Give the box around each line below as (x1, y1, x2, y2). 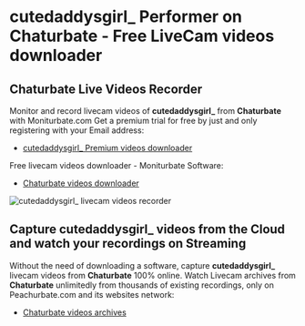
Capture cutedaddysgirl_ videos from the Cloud (9, 221, 285, 238)
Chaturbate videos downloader (22, 178, 139, 188)
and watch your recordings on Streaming (9, 236, 247, 251)
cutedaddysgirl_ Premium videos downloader (22, 143, 193, 153)
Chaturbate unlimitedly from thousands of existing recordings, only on (9, 280, 275, 290)
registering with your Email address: (9, 125, 145, 136)
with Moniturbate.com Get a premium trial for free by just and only (9, 116, 258, 126)
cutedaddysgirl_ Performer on (9, 6, 243, 27)
